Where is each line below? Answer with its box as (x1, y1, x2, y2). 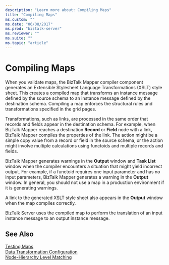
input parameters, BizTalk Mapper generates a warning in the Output (5, 174, 149, 180)
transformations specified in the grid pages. (5, 106, 97, 112)
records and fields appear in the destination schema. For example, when (5, 121, 156, 127)
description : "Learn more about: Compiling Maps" (5, 7, 112, 13)
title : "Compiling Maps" (5, 12, 58, 17)
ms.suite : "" (5, 36, 33, 41)
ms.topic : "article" (5, 41, 49, 46)
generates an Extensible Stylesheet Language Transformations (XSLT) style (5, 84, 162, 90)
